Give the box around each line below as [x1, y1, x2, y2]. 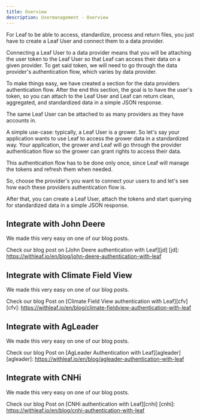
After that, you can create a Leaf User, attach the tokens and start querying [6, 195, 192, 202]
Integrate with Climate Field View [6, 270, 133, 280]
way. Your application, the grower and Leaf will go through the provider [6, 141, 181, 148]
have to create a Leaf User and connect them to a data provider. [6, 37, 165, 44]
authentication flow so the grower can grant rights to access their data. [6, 148, 181, 155]
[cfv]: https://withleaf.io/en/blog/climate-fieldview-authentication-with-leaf [6, 304, 192, 311]
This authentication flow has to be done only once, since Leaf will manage [6, 159, 190, 166]
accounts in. [6, 116, 37, 124]
